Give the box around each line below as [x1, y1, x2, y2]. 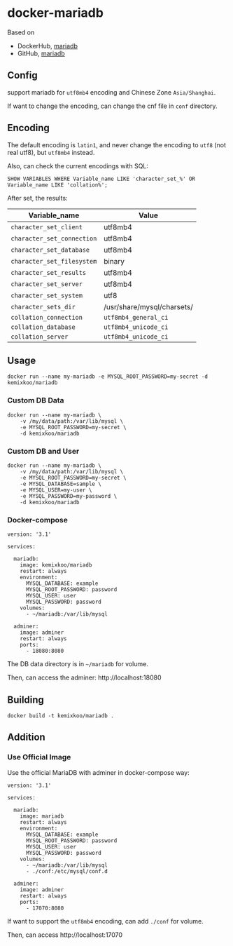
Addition [7, 731, 45, 743]
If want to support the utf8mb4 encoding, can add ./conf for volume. [7, 917, 204, 925]
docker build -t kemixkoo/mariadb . [7, 712, 114, 719]
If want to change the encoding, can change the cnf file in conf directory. [7, 102, 218, 110]
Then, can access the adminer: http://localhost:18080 [7, 673, 162, 682]
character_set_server [10, 280, 83, 288]
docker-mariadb [7, 5, 104, 21]
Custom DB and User [7, 446, 80, 456]
